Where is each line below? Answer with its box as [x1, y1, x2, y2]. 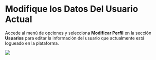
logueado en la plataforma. [5, 40, 59, 46]
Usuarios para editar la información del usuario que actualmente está [5, 35, 145, 41]
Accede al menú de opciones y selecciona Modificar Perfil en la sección [5, 30, 152, 36]
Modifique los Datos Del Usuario [5, 3, 138, 15]
